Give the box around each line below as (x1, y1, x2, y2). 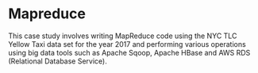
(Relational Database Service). (8, 56, 107, 66)
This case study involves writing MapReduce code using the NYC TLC (8, 31, 237, 40)
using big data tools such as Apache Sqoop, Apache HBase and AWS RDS (8, 48, 251, 57)
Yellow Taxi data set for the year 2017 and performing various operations (8, 39, 246, 48)
